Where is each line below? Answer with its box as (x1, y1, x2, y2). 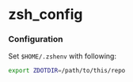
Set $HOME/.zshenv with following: (8, 51, 117, 61)
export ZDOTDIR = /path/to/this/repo (8, 67, 126, 75)
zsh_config (8, 6, 83, 24)
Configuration (8, 34, 63, 45)
